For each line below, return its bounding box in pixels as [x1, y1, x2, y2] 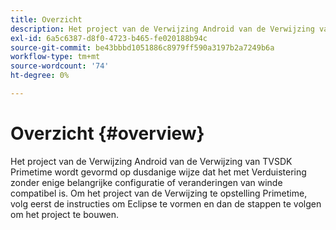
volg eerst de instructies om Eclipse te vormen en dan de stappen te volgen [10, 197, 322, 210]
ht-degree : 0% [10, 71, 70, 81]
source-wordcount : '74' [10, 61, 110, 71]
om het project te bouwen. [10, 208, 120, 220]
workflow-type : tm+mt [10, 52, 101, 62]
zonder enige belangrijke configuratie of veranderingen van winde [10, 176, 283, 188]
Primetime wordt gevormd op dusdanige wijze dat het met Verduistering [10, 166, 307, 178]
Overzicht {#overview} [10, 122, 205, 145]
